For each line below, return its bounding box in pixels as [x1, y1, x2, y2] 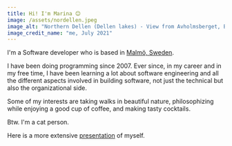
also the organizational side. [7, 84, 88, 92]
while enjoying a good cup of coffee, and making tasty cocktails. [7, 104, 191, 113]
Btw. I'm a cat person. [7, 118, 69, 127]
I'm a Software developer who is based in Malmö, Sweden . [7, 48, 175, 57]
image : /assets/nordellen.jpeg [7, 17, 97, 24]
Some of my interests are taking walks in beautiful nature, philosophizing [7, 98, 214, 106]
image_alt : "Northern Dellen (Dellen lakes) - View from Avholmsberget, [7, 23, 221, 30]
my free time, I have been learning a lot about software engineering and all [7, 69, 219, 77]
